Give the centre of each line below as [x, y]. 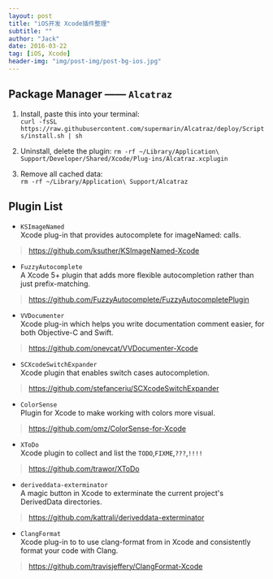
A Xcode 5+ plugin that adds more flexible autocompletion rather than [137, 275]
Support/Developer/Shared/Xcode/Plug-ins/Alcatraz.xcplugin [124, 159]
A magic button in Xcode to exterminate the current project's [122, 493]
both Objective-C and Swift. [67, 332]
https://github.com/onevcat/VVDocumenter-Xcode [113, 348]
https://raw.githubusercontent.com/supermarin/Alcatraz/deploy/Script [142, 128]
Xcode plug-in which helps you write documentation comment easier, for [142, 324]
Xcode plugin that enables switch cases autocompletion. [115, 372]
